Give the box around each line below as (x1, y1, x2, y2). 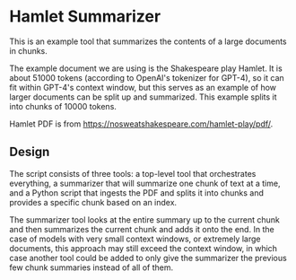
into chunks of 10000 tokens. (9, 101, 117, 111)
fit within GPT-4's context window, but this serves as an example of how (9, 82, 276, 92)
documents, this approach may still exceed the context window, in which (9, 242, 278, 253)
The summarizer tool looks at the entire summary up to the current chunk (9, 214, 280, 225)
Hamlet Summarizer (9, 6, 161, 27)
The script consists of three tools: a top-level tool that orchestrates (9, 168, 257, 179)
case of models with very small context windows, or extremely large (9, 233, 261, 244)
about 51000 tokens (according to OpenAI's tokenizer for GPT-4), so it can (9, 72, 284, 83)
